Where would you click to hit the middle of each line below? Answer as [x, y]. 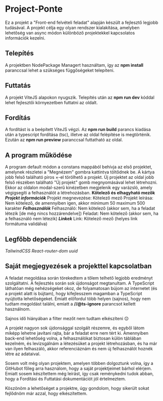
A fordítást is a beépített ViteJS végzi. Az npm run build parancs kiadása [78, 130]
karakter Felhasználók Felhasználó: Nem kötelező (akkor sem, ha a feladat [80, 209]
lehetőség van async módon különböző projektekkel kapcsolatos [70, 33]
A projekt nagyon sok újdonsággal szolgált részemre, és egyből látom [75, 328]
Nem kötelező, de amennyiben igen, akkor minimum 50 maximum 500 [75, 203]
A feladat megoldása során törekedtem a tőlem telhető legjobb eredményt [79, 278]
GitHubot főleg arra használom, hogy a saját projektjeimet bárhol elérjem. [79, 368]
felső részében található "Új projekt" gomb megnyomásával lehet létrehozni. [81, 182]
